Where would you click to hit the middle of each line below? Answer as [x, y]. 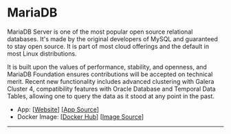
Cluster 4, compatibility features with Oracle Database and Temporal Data [111, 89]
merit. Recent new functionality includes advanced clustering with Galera [111, 81]
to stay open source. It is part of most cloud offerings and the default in [108, 46]
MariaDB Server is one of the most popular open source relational [100, 32]
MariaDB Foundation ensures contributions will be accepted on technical [110, 74]
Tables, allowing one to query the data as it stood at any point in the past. [111, 96]
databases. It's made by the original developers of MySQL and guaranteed [113, 38]
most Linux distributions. [42, 54]
